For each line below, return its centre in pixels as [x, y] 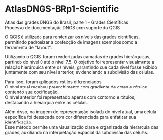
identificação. [19, 122]
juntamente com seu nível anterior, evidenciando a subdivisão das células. [80, 72]
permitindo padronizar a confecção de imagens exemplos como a [71, 42]
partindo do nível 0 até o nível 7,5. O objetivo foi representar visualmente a [80, 62]
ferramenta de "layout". [29, 47]
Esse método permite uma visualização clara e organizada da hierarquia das [82, 127]
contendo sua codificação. [32, 92]
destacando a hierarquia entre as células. [47, 102]
